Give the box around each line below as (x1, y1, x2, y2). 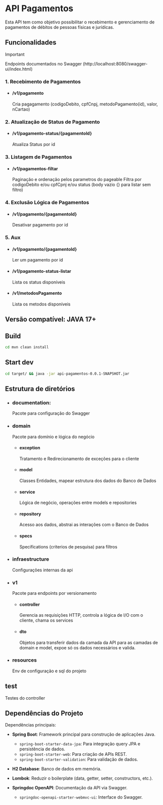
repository (19, 511, 41, 517)
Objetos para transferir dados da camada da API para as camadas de (19, 640, 158, 645)
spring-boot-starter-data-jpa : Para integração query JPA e (19, 741, 141, 747)
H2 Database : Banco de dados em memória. (12, 766, 102, 772)
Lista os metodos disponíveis (12, 301, 71, 307)
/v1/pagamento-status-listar (12, 268, 72, 274)
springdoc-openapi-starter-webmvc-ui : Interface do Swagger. (19, 794, 143, 800)
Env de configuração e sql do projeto (12, 668, 87, 674)
